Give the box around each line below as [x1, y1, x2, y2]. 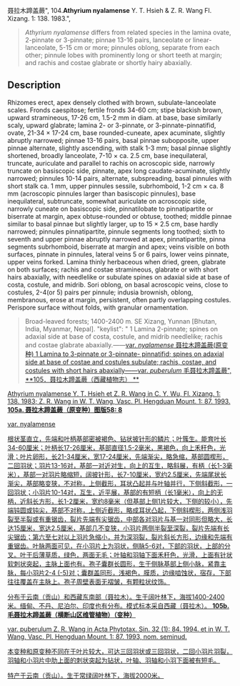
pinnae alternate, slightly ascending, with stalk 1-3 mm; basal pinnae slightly [7, 144, 231, 152]
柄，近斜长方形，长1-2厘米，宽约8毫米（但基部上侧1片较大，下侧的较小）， [7, 497, 226, 505]
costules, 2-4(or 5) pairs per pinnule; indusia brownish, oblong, [7, 288, 194, 297]
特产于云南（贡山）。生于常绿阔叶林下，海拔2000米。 [7, 671, 164, 680]
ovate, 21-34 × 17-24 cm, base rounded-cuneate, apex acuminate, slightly [7, 128, 226, 137]
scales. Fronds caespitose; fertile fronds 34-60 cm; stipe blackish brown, [7, 106, 224, 114]
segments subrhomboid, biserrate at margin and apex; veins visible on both [7, 242, 230, 251]
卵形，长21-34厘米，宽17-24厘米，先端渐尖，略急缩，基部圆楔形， [31, 452, 229, 461]
